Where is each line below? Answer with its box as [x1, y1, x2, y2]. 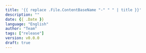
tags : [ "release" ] [5, 31, 44, 36]
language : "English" [5, 21, 49, 27]
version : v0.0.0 [5, 36, 40, 41]
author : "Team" [5, 26, 38, 31]
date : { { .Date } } [5, 17, 44, 22]
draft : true [5, 40, 30, 45]
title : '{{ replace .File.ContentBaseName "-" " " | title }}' [5, 7, 142, 13]
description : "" [5, 12, 40, 17]
